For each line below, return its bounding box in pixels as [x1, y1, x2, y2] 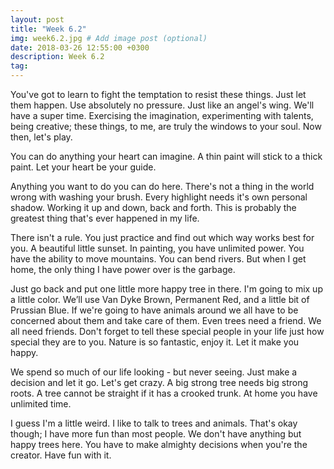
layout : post [10, 14, 65, 25]
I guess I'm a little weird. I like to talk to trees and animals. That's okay [10, 417, 298, 429]
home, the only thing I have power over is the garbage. [10, 264, 236, 275]
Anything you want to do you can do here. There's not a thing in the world [10, 181, 315, 192]
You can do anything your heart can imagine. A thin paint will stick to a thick [10, 151, 323, 162]
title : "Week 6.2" [10, 24, 87, 34]
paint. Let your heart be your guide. [10, 161, 157, 173]
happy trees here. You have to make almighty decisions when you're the [10, 439, 308, 450]
